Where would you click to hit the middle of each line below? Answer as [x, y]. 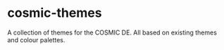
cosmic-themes [55, 13]
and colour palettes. [36, 39]
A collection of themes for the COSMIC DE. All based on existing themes [112, 32]
